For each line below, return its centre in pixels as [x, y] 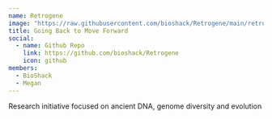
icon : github [45, 61]
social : [21, 38]
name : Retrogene [36, 16]
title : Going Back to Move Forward [68, 31]
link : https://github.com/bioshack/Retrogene [101, 53]
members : [23, 68]
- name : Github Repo [50, 46]
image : [19, 23]
